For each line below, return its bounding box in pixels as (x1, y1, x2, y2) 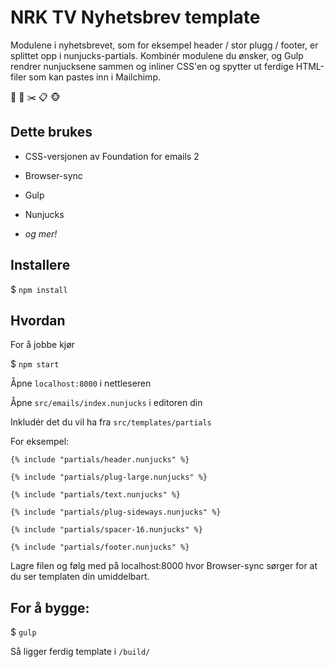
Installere (10, 257, 71, 274)
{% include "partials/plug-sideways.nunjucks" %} (10, 507, 222, 518)
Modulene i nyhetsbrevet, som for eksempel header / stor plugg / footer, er (10, 39, 319, 51)
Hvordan (10, 312, 66, 329)
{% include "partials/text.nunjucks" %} (10, 490, 182, 500)
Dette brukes (10, 124, 93, 141)
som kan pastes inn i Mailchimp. (28, 71, 161, 83)
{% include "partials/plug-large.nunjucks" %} (10, 472, 208, 483)
